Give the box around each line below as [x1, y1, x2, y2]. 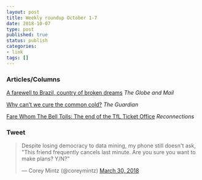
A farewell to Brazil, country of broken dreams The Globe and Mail [6, 88, 174, 96]
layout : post [6, 9, 40, 15]
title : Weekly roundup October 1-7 [6, 15, 98, 21]
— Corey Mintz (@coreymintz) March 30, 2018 [21, 167, 139, 174]
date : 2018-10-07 [6, 20, 51, 26]
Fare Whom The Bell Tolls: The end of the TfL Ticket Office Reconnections [6, 112, 195, 120]
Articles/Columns [6, 75, 60, 84]
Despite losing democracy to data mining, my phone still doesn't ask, [21, 142, 196, 149]
